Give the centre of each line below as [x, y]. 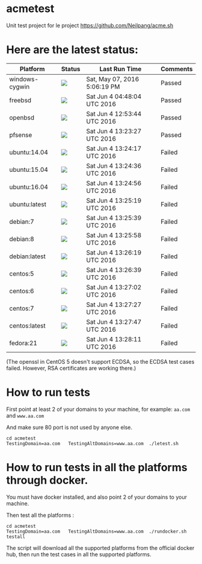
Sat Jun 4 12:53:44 [114, 113]
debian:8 [22, 239]
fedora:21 [23, 343]
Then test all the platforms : [40, 515]
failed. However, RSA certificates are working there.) [71, 368]
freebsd [20, 100]
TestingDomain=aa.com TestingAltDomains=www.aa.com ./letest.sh [93, 443]
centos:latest [28, 326]
